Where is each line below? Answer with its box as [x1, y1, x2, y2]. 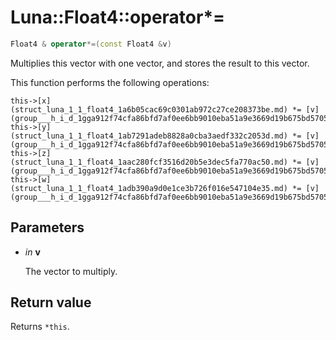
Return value [10, 294, 92, 311]
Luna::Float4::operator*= [10, 6, 226, 29]
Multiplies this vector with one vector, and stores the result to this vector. [10, 57, 310, 69]
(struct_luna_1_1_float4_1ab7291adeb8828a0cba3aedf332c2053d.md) [10, 131, 288, 141]
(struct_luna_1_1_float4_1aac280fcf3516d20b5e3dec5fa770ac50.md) [10, 157, 288, 167]
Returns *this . [10, 321, 70, 333]
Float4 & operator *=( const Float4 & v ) [10, 39, 172, 49]
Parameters [10, 219, 85, 236]
